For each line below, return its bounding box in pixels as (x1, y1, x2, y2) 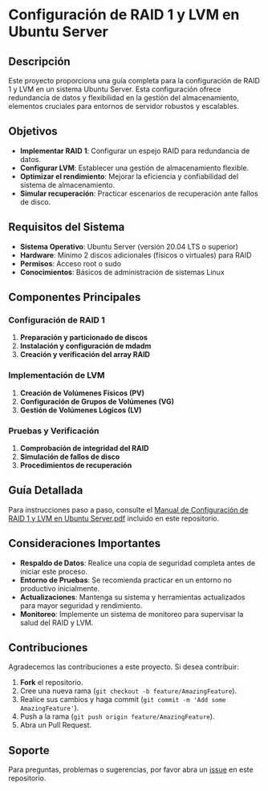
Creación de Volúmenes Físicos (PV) (19, 387, 144, 398)
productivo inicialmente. (19, 583, 100, 593)
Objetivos (8, 124, 58, 138)
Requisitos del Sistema (8, 221, 125, 234)
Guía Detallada (8, 484, 83, 497)
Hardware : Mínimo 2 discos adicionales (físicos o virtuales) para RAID (19, 250, 252, 260)
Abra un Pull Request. (19, 720, 92, 730)
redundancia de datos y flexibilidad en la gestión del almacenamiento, (8, 93, 239, 102)
